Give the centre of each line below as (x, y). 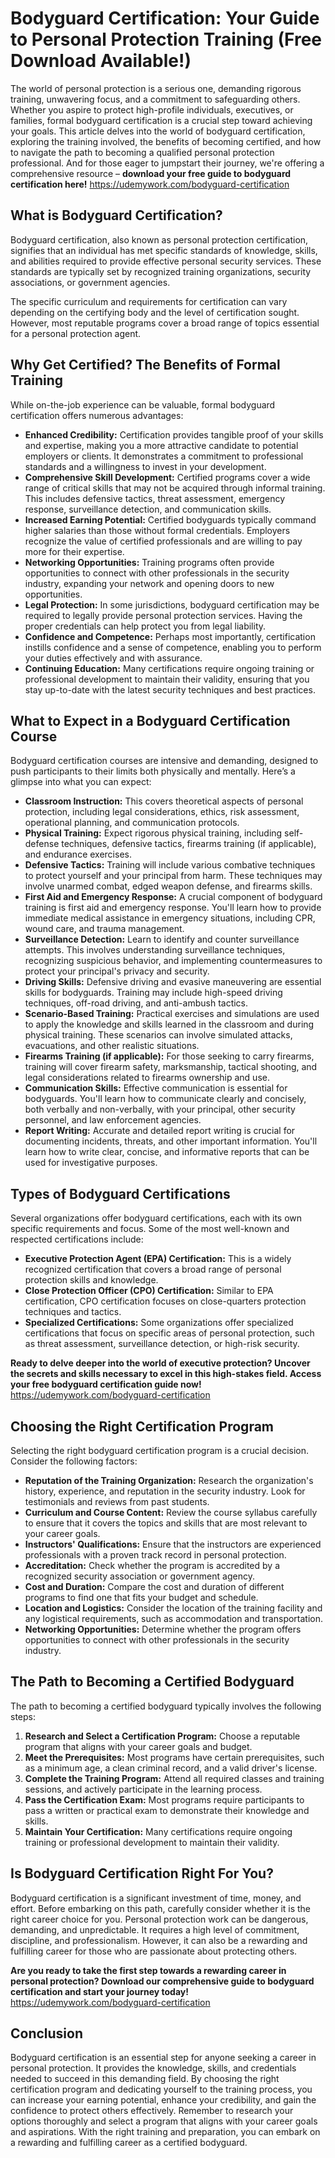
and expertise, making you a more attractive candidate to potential (161, 445)
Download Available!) (101, 61)
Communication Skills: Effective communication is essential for (156, 1088)
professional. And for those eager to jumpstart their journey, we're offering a (167, 163)
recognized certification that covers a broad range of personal (153, 1269)
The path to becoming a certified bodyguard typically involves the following (166, 1706)
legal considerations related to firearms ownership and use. (147, 1078)
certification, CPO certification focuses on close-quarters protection (165, 1301)
